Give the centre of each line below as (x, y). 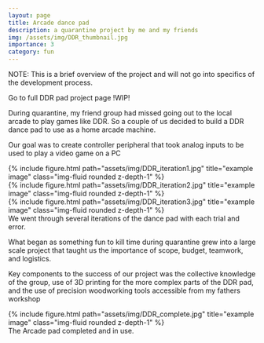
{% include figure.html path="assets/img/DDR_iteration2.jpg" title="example (132, 185)
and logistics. (30, 259)
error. (17, 227)
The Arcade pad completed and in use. (71, 331)
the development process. (50, 82)
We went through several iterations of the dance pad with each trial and (124, 218)
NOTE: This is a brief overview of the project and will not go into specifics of (132, 74)
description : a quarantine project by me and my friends (103, 30)
